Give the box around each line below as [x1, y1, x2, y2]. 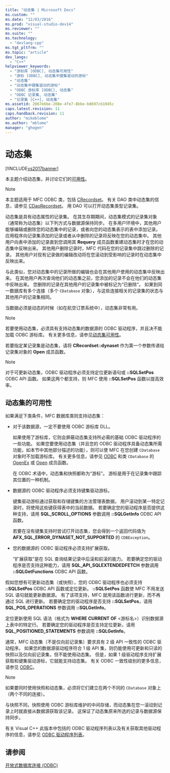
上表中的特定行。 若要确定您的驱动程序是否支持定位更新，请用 [5, 622, 135, 628]
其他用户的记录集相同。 [5, 294, 54, 300]
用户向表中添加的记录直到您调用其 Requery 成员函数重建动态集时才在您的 [5, 239, 159, 245]
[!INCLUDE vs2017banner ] [5, 166, 59, 172]
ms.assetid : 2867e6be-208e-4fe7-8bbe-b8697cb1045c [5, 102, 114, 107]
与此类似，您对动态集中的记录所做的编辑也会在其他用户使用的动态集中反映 [5, 269, 160, 275]
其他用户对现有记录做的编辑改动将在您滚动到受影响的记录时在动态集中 [15, 252, 162, 258]
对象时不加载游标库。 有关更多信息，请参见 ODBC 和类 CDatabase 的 [12, 453, 154, 459]
